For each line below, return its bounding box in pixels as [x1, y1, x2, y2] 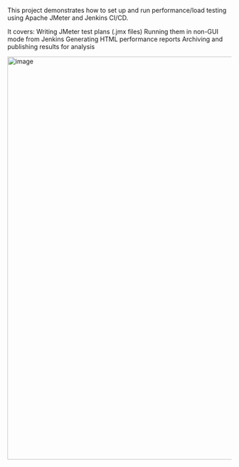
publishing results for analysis [7, 43, 95, 50]
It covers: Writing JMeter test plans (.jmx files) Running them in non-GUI [7, 28, 219, 36]
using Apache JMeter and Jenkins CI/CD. [7, 14, 129, 22]
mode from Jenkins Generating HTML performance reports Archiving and [7, 35, 223, 43]
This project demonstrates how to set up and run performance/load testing [7, 6, 227, 14]
